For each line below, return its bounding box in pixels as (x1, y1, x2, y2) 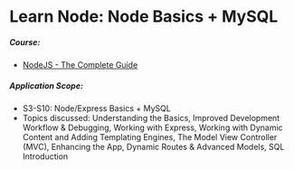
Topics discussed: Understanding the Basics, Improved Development (22, 113, 280, 124)
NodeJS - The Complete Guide (22, 60, 138, 70)
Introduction (22, 151, 69, 162)
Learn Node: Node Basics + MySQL (9, 6, 279, 27)
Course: (9, 36, 41, 47)
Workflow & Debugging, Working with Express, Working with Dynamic (22, 122, 283, 133)
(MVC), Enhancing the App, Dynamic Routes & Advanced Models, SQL (22, 142, 285, 153)
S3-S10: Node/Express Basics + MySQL (22, 103, 172, 114)
